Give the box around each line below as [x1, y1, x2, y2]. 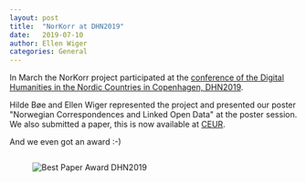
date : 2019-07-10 [9, 30, 84, 39]
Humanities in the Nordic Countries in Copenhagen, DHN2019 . [9, 82, 244, 93]
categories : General [9, 47, 89, 56]
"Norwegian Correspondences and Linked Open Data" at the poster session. [9, 109, 298, 120]
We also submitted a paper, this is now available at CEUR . [9, 119, 226, 130]
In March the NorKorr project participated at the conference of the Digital [9, 72, 285, 83]
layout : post [9, 13, 59, 23]
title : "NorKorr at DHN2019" [9, 22, 125, 31]
